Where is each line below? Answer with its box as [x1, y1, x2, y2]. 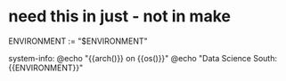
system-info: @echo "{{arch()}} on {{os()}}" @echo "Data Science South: [8, 53, 278, 63]
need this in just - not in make [8, 6, 231, 27]
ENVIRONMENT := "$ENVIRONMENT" [8, 36, 148, 46]
